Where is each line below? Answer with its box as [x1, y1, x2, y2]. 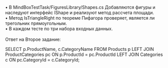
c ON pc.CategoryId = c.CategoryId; [5, 57, 80, 62]
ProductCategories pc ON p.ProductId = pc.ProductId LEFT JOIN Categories [5, 51, 163, 57]
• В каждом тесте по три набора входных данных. [5, 26, 113, 32]
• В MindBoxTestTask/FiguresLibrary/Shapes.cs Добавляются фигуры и [5, 5, 155, 10]
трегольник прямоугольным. [5, 20, 67, 26]
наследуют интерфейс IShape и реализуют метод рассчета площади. [5, 10, 154, 16]
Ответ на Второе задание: [5, 36, 61, 42]
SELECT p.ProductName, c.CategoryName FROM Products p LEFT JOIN [5, 46, 154, 52]
